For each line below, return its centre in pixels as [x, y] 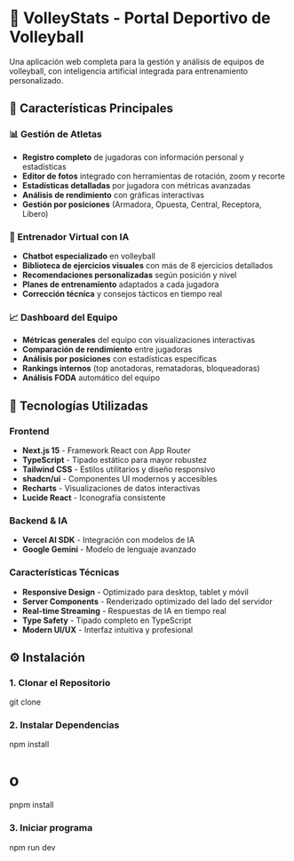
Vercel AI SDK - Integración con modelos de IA [108, 540]
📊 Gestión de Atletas [56, 134]
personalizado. [36, 80]
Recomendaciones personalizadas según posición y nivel [129, 275]
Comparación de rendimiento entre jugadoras [107, 349]
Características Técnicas [64, 572]
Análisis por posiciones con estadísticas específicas [119, 359]
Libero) [35, 213]
